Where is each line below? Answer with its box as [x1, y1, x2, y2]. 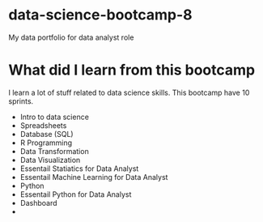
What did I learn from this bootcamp [8, 61, 256, 79]
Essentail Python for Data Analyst [19, 189, 132, 199]
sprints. [8, 96, 34, 106]
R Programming [19, 138, 73, 147]
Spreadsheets [19, 120, 67, 130]
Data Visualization [19, 155, 81, 164]
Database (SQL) [19, 129, 74, 139]
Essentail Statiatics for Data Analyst [19, 164, 139, 173]
